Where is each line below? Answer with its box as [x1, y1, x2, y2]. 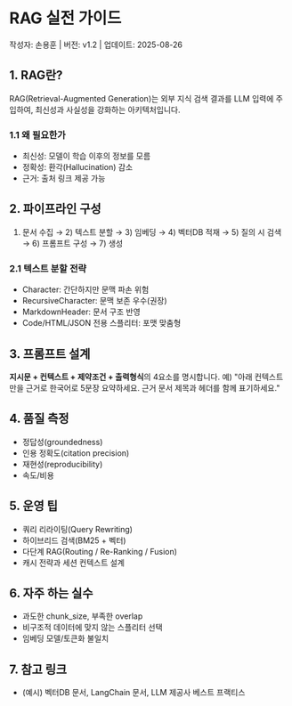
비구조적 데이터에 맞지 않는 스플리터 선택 [21, 622, 163, 633]
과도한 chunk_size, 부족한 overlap [21, 611, 143, 621]
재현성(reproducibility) [21, 458, 103, 469]
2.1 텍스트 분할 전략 [9, 262, 87, 274]
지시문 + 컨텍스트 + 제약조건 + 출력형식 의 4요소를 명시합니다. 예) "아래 [9, 371, 253, 382]
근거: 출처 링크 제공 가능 [21, 173, 106, 183]
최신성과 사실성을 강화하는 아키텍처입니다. [35, 104, 181, 115]
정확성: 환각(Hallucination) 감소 [21, 162, 134, 173]
